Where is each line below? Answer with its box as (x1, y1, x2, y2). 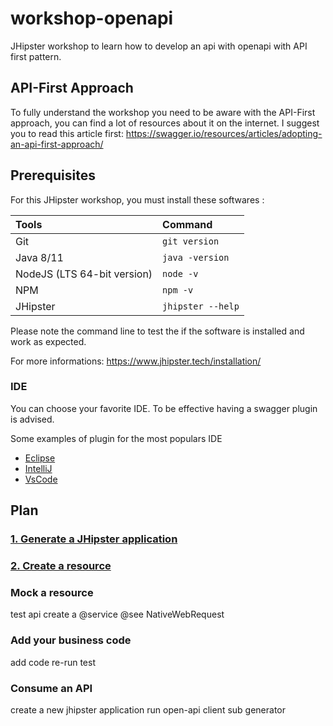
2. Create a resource (10, 559, 112, 573)
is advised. (10, 413, 55, 425)
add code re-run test (10, 656, 96, 668)
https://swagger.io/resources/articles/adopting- (125, 127, 323, 139)
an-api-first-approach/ (10, 138, 104, 150)
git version (162, 235, 220, 247)
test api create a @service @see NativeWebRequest (10, 608, 225, 621)
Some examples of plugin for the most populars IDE (10, 432, 223, 444)
